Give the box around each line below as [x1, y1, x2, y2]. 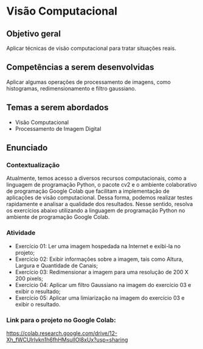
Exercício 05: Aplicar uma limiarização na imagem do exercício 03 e [15, 294, 185, 302]
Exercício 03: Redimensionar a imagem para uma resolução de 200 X [15, 268, 189, 275]
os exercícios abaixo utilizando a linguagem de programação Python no [6, 207, 185, 214]
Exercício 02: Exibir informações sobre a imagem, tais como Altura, [15, 255, 184, 263]
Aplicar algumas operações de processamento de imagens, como [6, 78, 171, 86]
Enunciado [6, 143, 48, 153]
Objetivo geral [6, 29, 61, 39]
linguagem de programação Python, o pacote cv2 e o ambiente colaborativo [6, 181, 198, 188]
